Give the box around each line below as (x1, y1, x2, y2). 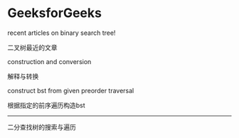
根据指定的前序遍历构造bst (7, 101, 85, 110)
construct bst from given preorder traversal (7, 86, 134, 95)
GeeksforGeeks (7, 5, 102, 21)
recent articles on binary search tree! (7, 28, 116, 37)
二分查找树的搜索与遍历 (7, 122, 76, 131)
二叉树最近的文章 (7, 43, 58, 51)
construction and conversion (7, 57, 92, 65)
